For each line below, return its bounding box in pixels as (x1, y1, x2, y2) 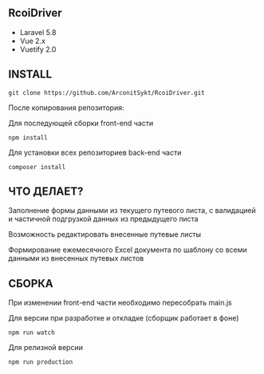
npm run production (8, 358, 73, 366)
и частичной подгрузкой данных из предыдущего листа (8, 215, 199, 224)
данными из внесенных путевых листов (8, 254, 144, 263)
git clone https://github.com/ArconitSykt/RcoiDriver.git (8, 89, 205, 96)
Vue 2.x (19, 36, 46, 45)
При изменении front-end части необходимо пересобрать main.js (8, 298, 233, 308)
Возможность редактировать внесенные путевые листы (8, 230, 202, 239)
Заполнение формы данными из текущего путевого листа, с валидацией (8, 206, 257, 215)
